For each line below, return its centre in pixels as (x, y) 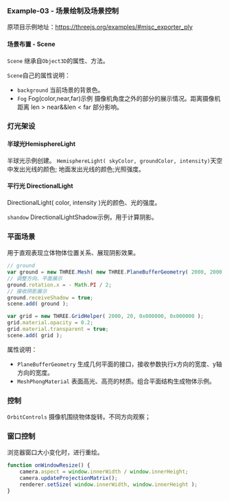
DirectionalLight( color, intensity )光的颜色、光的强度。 (84, 202)
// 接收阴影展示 (27, 291)
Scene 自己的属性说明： (39, 75)
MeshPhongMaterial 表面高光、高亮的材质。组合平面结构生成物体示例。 (116, 381)
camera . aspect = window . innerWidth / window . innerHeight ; (104, 472)
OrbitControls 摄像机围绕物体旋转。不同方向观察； (79, 417)
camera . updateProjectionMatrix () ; (69, 478)
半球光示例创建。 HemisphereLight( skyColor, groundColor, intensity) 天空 (115, 160)
